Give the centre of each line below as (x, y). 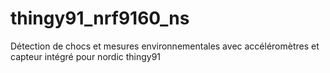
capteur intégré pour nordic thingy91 (86, 56)
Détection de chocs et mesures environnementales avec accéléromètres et (165, 46)
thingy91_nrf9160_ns (100, 18)
